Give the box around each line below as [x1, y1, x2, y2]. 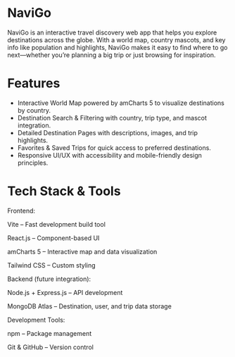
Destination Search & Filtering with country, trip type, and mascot [17, 113, 208, 122]
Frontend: [7, 206, 36, 215]
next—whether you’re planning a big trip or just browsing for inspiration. [7, 51, 216, 59]
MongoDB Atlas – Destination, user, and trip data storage [7, 301, 172, 311]
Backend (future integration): [7, 275, 91, 283]
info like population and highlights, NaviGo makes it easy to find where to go [7, 43, 228, 51]
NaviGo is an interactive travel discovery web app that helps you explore [7, 28, 217, 37]
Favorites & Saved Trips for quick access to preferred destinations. [17, 143, 211, 152]
